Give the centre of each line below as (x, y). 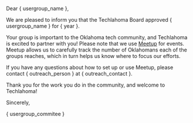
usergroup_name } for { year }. (43, 26)
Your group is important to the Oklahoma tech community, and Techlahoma (97, 37)
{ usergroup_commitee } (35, 114)
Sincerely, (18, 102)
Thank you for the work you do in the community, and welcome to (86, 85)
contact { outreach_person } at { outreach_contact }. (70, 74)
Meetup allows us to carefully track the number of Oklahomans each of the (97, 50)
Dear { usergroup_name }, (38, 8)
